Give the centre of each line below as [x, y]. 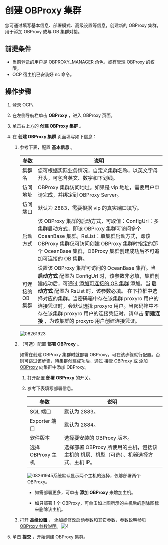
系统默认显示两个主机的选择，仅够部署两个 [97, 475]
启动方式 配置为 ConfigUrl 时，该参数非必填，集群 [96, 276]
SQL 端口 [40, 411]
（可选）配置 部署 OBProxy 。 [51, 344]
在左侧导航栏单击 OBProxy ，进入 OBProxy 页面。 [64, 115]
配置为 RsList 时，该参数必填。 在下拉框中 [103, 291]
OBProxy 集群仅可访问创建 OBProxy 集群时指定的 [96, 243]
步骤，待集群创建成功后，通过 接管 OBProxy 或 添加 [95, 361]
